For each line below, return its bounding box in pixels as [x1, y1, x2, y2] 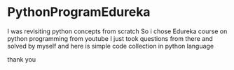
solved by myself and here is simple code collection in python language [7, 42, 214, 50]
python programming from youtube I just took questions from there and [7, 34, 214, 42]
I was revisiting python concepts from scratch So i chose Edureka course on [7, 27, 228, 35]
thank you [7, 55, 36, 63]
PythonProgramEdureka [7, 4, 151, 20]
